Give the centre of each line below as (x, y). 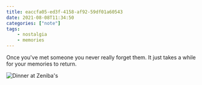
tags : (13, 29)
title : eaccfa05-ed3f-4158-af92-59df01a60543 (64, 12)
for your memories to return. (41, 64)
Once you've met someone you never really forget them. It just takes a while (101, 57)
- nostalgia (32, 35)
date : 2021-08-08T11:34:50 (40, 18)
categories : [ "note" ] (34, 23)
